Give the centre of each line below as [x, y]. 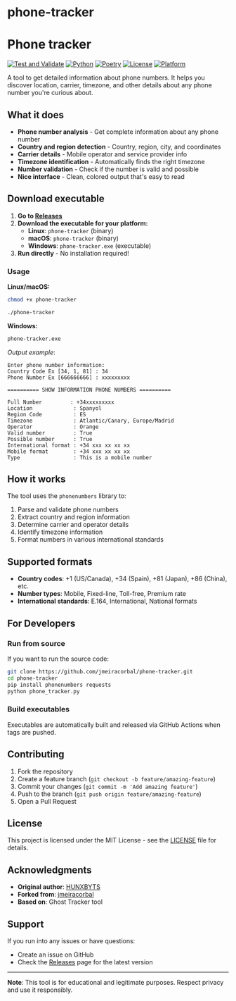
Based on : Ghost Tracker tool [60, 902]
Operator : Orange [53, 427]
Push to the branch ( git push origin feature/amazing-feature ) [109, 794]
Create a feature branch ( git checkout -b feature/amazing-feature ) [117, 778]
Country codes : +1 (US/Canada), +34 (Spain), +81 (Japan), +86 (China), [122, 579]
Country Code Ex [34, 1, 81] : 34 [58, 371]
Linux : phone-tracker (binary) [71, 230]
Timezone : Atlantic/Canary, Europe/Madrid [91, 421]
